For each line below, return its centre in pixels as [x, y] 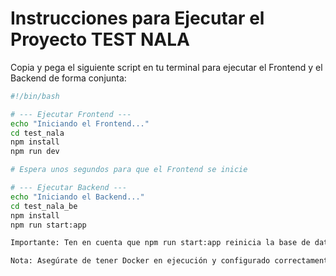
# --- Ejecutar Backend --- [69, 188]
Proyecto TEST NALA [100, 39]
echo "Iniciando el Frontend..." [80, 123]
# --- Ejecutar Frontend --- [71, 114]
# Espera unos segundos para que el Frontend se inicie [129, 170]
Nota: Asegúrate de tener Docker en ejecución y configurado [140, 261]
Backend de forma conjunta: [68, 78]
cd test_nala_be [44, 206]
